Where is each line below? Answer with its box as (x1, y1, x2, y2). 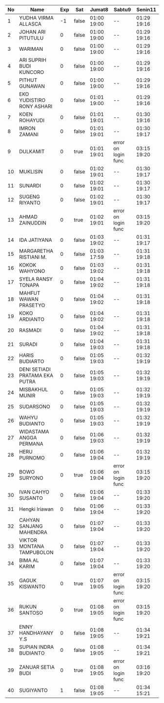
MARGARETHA (19, 248, 54, 254)
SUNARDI (19, 183, 41, 189)
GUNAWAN (19, 83, 45, 89)
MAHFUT (19, 290, 41, 296)
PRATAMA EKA (19, 372, 54, 379)
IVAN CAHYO (19, 489, 50, 495)
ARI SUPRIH (19, 57, 46, 63)
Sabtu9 (114, 6, 131, 13)
